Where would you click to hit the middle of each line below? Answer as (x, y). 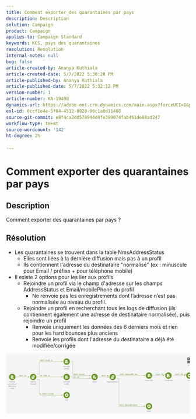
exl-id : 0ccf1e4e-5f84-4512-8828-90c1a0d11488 (64, 111)
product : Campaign (28, 31)
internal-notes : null (32, 56)
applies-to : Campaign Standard (44, 37)
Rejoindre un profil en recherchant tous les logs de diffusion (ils (99, 308)
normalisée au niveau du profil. (69, 302)
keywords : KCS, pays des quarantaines (53, 43)
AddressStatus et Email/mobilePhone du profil (78, 289)
